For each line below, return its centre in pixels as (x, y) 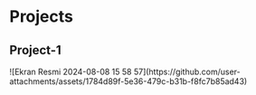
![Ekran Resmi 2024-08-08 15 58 (71, 71)
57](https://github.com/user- (187, 71)
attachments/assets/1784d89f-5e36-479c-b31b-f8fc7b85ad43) (128, 81)
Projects (42, 17)
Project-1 (35, 50)
